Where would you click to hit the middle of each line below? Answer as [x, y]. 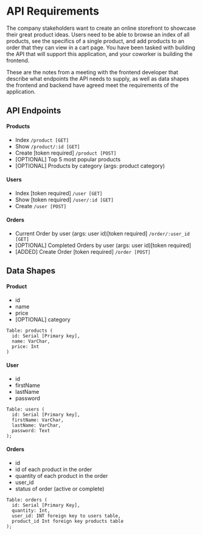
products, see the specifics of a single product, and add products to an [95, 41]
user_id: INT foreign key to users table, [66, 516]
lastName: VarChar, [37, 425]
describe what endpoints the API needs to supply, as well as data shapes [98, 79]
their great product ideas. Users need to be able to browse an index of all [98, 34]
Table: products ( [30, 330]
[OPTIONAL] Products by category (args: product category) [90, 166]
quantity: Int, [31, 510]
